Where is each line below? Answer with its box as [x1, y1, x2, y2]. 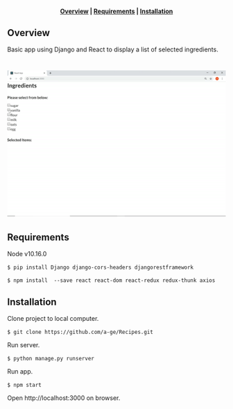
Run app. [7, 367, 33, 376]
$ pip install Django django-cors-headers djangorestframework [7, 264, 194, 272]
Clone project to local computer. [7, 315, 99, 323]
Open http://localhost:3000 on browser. [7, 394, 121, 402]
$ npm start [7, 382, 42, 389]
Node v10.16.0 [7, 250, 47, 258]
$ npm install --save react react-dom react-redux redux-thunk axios [7, 277, 216, 284]
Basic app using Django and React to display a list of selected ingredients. [7, 45, 218, 53]
